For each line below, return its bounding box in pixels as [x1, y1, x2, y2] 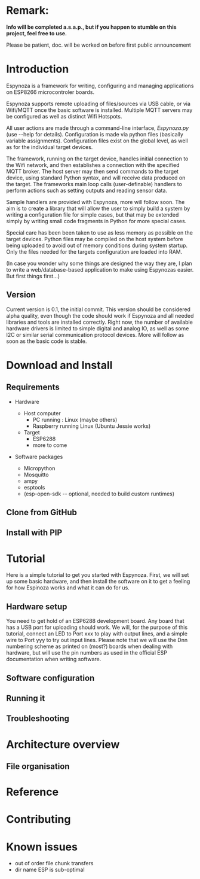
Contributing [6, 813, 71, 826]
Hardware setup [6, 601, 67, 612]
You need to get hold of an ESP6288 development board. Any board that [6, 618, 184, 625]
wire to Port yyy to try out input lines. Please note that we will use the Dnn [6, 637, 188, 644]
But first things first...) [6, 272, 60, 279]
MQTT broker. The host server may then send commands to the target [6, 168, 179, 175]
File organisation [6, 761, 70, 771]
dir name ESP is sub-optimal [14, 866, 85, 874]
